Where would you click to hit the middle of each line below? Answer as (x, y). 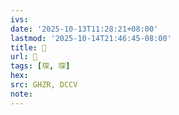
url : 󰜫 (24, 57)
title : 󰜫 (28, 47)
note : (21, 94)
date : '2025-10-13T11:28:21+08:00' (84, 29)
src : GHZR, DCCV (44, 85)
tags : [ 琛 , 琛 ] (40, 66)
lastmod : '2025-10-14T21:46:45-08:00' (91, 38)
